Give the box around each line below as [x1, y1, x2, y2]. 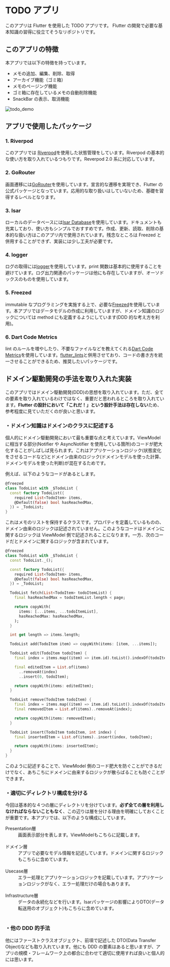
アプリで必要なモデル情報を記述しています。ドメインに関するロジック [18, 850, 164, 856]
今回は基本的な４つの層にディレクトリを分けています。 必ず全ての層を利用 [5, 802, 160, 808]
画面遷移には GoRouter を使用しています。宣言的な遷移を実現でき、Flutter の [5, 181, 163, 187]
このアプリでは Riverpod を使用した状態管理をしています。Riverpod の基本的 [5, 149, 164, 156]
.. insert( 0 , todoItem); [18, 674, 69, 679]
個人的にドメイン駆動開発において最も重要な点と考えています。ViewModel [5, 435, 161, 441]
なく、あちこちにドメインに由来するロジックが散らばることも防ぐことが [14, 769, 165, 775]
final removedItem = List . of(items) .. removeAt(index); [14, 707, 133, 712]
